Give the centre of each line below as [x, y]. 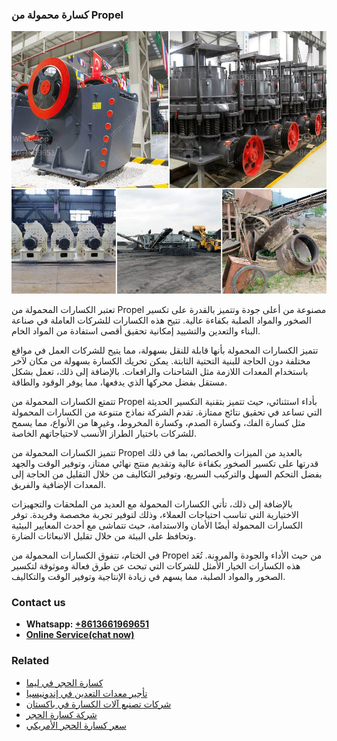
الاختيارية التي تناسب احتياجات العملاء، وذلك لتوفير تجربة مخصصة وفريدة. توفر [155, 514]
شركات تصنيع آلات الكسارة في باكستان [98, 704]
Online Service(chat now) [80, 635]
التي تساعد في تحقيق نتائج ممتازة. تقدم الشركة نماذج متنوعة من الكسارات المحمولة [167, 412]
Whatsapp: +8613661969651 [87, 624]
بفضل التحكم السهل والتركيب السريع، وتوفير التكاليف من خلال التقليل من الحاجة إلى [167, 474]
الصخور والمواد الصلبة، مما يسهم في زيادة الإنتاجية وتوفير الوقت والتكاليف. [148, 576]
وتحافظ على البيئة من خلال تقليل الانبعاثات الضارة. [104, 535]
